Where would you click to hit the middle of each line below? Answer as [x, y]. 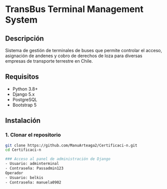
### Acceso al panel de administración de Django [58, 159]
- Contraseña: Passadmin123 [34, 168]
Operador [14, 173]
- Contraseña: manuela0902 [33, 182]
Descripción [24, 38]
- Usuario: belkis [24, 177]
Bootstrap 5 [24, 105]
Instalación [23, 121]
